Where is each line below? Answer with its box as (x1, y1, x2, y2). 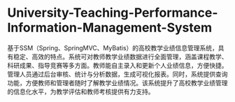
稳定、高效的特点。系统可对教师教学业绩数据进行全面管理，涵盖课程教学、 (13, 52, 228, 61)
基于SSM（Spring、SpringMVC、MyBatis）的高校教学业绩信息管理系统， (7, 43, 219, 52)
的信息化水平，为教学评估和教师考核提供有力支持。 (7, 87, 155, 96)
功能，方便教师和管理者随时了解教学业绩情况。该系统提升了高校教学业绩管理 (7, 78, 228, 87)
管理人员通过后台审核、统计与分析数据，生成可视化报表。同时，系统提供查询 (7, 70, 228, 78)
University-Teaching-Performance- (7, 5, 218, 21)
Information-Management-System (7, 20, 213, 36)
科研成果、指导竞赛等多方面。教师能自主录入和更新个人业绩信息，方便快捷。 (7, 61, 228, 69)
